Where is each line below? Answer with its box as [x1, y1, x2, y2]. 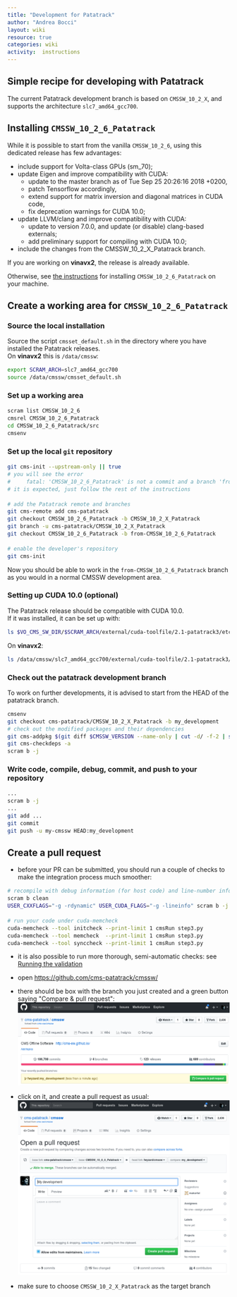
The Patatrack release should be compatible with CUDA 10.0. [7, 607, 185, 615]
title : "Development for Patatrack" [7, 11, 115, 18]
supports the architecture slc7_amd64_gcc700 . [7, 102, 139, 110]
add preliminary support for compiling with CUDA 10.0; [28, 237, 187, 245]
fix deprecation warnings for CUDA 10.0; [28, 207, 146, 215]
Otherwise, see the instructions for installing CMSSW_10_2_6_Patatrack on [7, 272, 217, 280]
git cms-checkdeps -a [7, 741, 71, 748]
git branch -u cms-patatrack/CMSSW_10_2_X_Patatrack [7, 523, 166, 530]
